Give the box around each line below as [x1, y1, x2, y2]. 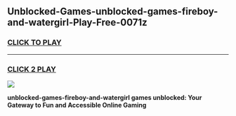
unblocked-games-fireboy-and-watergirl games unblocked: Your [7, 93, 202, 101]
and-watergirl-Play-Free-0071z [7, 17, 147, 29]
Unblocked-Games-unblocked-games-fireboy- [7, 6, 218, 18]
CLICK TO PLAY [7, 38, 62, 48]
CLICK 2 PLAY [7, 64, 56, 74]
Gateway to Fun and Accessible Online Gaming [7, 101, 147, 109]
